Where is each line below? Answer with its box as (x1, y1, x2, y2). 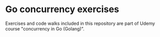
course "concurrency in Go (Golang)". (5, 25, 85, 31)
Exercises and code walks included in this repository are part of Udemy (5, 20, 155, 26)
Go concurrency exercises (5, 4, 119, 15)
